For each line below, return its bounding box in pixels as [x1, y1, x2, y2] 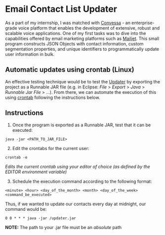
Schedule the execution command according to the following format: [12, 178, 152, 184]
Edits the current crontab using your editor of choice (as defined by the [5, 163, 151, 169]
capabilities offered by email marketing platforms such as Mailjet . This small [5, 36, 160, 41]
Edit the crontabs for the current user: [12, 145, 89, 151]
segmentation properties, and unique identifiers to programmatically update [5, 46, 160, 52]
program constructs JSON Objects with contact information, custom [5, 40, 144, 46]
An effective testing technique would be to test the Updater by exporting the [5, 78, 161, 84]
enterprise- [131, 20, 155, 26]
